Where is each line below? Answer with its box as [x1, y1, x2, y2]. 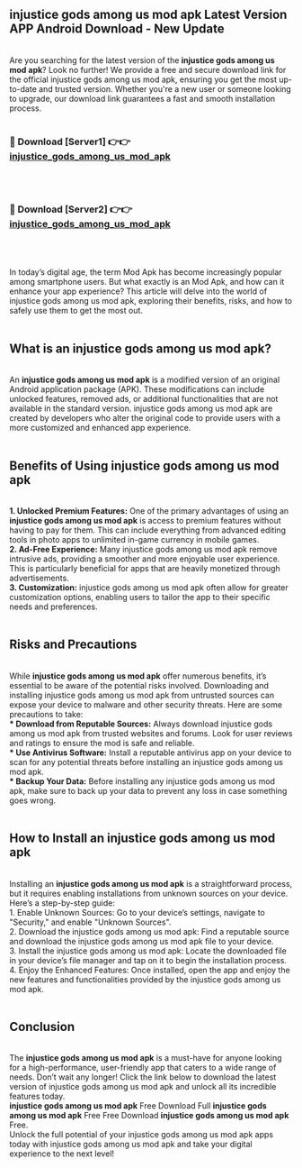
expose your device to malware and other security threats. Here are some [9, 698, 283, 710]
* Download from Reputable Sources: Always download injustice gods [9, 718, 272, 729]
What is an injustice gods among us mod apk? [9, 341, 271, 356]
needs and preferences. [9, 601, 98, 612]
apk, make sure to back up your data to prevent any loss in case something [9, 785, 288, 796]
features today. [9, 1090, 66, 1102]
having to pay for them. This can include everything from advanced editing [9, 525, 286, 535]
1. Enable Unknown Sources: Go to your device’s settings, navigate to [9, 907, 265, 917]
